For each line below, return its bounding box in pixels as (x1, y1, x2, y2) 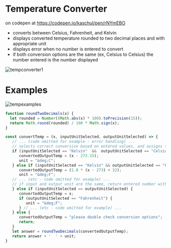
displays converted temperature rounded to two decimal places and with (12, 35, 165, 41)
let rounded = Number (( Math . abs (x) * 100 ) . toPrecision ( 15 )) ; (10, 115, 142, 121)
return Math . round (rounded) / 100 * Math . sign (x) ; (10, 120, 120, 126)
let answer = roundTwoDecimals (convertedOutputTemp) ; (12, 229, 129, 234)
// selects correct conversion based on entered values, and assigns (12, 144, 163, 149)
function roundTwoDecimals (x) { (5, 111, 74, 116)
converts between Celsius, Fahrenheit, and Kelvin (12, 29, 117, 36)
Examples (5, 84, 48, 96)
